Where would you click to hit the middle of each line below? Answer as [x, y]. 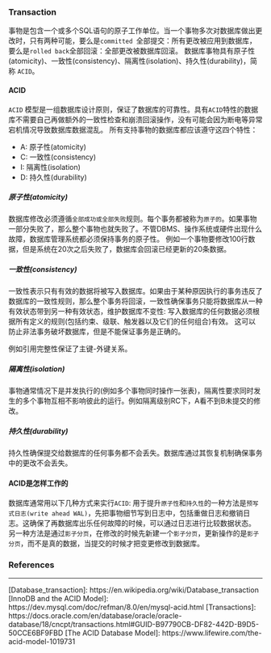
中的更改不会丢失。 [40, 463]
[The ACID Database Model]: [113, 633]
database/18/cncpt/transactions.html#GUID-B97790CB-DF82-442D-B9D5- [134, 624]
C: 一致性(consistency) [58, 157]
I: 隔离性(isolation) [50, 167]
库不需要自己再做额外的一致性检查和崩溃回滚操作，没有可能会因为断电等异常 [135, 119]
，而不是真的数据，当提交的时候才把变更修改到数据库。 [112, 543]
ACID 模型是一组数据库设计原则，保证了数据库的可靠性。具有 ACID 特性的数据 [133, 109]
